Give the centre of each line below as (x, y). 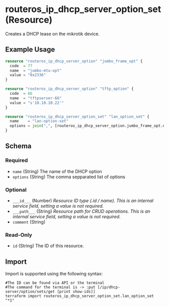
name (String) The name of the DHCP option (57, 171)
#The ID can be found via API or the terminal (55, 283)
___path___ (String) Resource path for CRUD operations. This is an (81, 211)
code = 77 (21, 66)
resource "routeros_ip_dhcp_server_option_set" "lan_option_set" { (77, 116)
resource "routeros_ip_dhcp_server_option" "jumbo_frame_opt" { (74, 61)
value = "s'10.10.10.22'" (37, 103)
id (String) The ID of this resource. (48, 246)
